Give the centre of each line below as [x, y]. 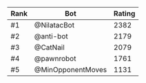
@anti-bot [51, 36]
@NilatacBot [54, 25]
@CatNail [50, 47]
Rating [124, 13]
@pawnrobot [55, 59]
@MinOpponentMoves [71, 70]
